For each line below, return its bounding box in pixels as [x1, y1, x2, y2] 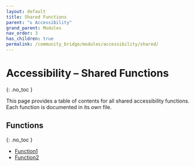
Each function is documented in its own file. [6, 103, 112, 110]
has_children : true [6, 36, 54, 42]
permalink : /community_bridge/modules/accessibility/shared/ [6, 42, 159, 48]
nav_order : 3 [6, 31, 38, 36]
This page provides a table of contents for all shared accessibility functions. [6, 97, 190, 104]
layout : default [6, 8, 46, 15]
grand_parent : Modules [6, 25, 62, 31]
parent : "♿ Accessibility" [6, 19, 72, 25]
